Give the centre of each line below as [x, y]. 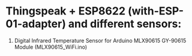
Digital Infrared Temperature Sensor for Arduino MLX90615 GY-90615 [100, 40]
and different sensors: [125, 24]
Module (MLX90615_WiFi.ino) [51, 47]
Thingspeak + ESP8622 [66, 11]
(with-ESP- [156, 11]
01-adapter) [36, 24]
